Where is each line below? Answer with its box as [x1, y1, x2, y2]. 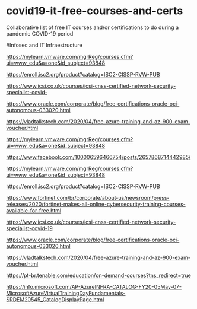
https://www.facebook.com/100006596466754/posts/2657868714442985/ [6, 153, 191, 161]
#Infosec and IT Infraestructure [6, 42, 83, 49]
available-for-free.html [6, 206, 61, 214]
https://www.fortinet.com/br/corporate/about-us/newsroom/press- [6, 194, 170, 201]
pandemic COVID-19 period [6, 30, 74, 37]
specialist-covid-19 [6, 224, 53, 232]
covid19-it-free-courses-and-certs [6, 4, 183, 18]
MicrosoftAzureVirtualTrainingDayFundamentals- [6, 289, 126, 297]
